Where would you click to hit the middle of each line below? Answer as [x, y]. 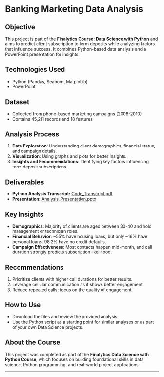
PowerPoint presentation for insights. [42, 54]
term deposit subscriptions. [40, 167]
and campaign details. [34, 151]
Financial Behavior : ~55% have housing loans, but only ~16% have [80, 237]
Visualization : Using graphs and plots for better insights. [69, 156]
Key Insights [24, 214]
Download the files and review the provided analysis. [65, 316]
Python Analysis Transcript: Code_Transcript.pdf [62, 194]
